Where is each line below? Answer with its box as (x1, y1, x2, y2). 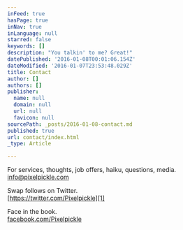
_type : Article (7, 141, 52, 148)
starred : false (7, 36, 52, 43)
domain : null (13, 101, 52, 108)
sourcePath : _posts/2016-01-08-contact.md (7, 120, 133, 128)
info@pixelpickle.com (7, 173, 70, 182)
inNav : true (7, 23, 42, 30)
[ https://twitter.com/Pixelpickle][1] (7, 194, 105, 203)
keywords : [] (7, 43, 45, 50)
